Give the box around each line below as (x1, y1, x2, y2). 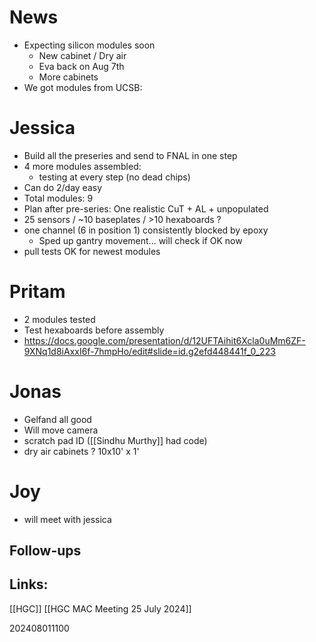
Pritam (9, 281, 66, 303)
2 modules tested (23, 313, 96, 325)
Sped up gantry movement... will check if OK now (38, 234, 243, 246)
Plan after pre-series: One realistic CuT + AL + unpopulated (23, 202, 269, 215)
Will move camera (23, 424, 99, 436)
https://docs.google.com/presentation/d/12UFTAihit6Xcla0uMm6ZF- (23, 334, 306, 346)
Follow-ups (9, 542, 82, 560)
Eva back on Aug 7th (38, 60, 125, 72)
